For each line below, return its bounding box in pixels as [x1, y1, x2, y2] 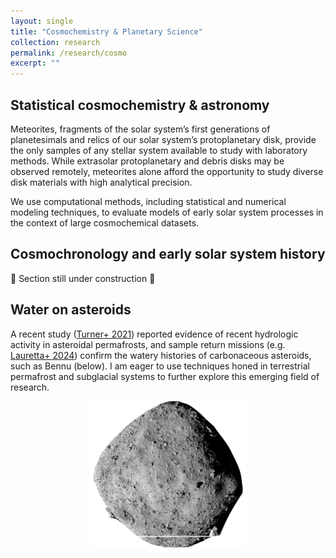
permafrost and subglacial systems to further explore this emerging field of [10, 370, 320, 382]
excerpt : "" [10, 58, 60, 69]
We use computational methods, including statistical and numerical [10, 195, 287, 207]
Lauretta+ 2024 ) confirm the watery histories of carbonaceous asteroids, [10, 349, 312, 361]
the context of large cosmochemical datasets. [10, 216, 200, 229]
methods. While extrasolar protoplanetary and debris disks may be [10, 155, 285, 167]
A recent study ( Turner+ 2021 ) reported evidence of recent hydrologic [10, 328, 299, 340]
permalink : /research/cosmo [10, 48, 128, 58]
